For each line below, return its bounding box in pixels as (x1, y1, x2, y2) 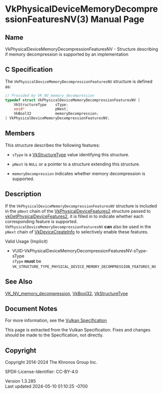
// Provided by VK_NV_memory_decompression (5, 93, 95, 98)
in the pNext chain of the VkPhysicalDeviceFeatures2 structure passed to (5, 208, 151, 214)
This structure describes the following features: (5, 142, 100, 148)
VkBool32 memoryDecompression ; (14, 111, 99, 116)
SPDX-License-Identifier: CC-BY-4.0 (5, 369, 78, 374)
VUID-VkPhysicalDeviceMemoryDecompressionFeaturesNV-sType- (12, 248, 148, 253)
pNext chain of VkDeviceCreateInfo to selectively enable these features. (5, 228, 149, 235)
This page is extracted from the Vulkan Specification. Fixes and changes (5, 327, 151, 333)
